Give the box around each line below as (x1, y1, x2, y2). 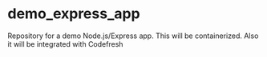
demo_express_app (7, 5, 141, 23)
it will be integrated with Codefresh (7, 39, 123, 48)
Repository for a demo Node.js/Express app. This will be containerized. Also (7, 31, 259, 40)
